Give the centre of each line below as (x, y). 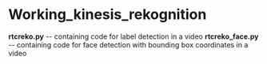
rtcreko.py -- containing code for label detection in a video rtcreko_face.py (133, 36)
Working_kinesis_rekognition (108, 15)
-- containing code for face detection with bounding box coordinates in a (128, 44)
